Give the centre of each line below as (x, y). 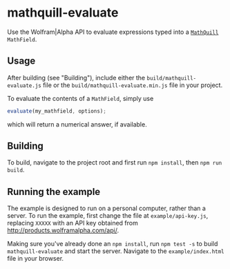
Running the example (54, 192)
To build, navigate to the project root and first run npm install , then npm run (115, 163)
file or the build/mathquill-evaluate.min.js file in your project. (133, 85)
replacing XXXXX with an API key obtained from (73, 223)
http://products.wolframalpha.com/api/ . (63, 230)
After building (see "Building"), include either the (76, 77)
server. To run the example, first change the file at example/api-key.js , (108, 216)
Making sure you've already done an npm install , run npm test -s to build (113, 244)
